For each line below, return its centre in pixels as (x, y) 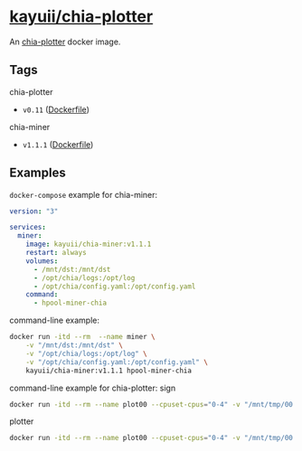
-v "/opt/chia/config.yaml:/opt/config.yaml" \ (117, 362)
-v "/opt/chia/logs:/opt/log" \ (86, 353)
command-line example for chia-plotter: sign (93, 388)
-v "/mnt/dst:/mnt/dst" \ (75, 345)
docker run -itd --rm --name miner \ (82, 337)
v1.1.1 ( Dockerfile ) (58, 144)
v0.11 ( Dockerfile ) (56, 109)
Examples (38, 173)
